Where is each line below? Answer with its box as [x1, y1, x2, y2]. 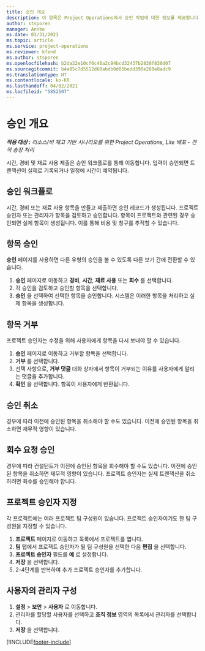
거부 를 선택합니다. [15, 358, 60, 365]
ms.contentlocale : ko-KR [6, 77, 70, 83]
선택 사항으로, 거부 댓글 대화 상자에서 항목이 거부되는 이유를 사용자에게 [15, 365, 184, 372]
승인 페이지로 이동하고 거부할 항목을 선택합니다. [15, 350, 129, 357]
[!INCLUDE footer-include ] [6, 638, 72, 645]
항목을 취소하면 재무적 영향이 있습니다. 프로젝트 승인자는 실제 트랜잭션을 [12, 470, 185, 477]
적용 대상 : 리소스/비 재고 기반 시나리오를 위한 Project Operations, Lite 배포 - [6, 138, 190, 146]
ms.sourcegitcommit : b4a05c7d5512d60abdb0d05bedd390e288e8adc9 [6, 66, 171, 72]
